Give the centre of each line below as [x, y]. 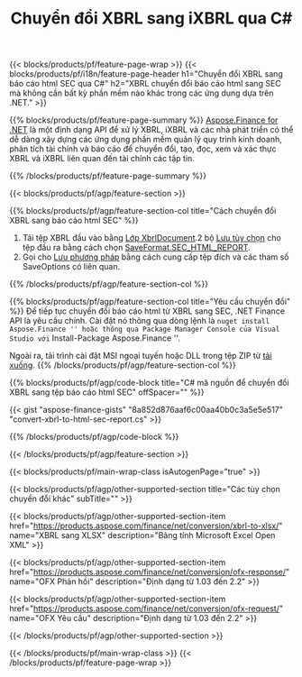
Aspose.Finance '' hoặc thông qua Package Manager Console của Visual [145, 329]
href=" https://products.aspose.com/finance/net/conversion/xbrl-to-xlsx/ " [146, 526]
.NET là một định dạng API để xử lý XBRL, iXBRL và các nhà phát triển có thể [151, 130]
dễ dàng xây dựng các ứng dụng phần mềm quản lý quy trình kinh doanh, [146, 140]
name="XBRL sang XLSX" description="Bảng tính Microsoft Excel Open [142, 535]
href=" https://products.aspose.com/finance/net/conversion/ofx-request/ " [146, 608]
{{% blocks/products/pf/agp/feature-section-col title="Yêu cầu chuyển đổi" [150, 302]
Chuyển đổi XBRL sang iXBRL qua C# [151, 18]
